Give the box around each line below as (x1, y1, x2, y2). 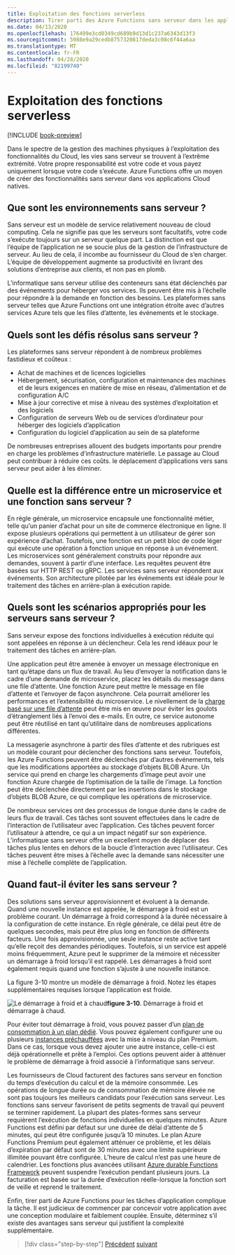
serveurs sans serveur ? (7, 612, 115, 624)
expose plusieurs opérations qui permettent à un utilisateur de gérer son (7, 529, 215, 537)
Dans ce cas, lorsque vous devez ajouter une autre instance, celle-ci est (7, 1042, 215, 1051)
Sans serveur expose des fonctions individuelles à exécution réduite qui (7, 631, 215, 639)
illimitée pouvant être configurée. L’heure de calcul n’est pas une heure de (7, 1153, 221, 1161)
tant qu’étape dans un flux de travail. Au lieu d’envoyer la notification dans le (7, 667, 227, 676)
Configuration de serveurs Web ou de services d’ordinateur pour (17, 413, 204, 422)
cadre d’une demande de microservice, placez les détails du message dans (7, 674, 225, 683)
